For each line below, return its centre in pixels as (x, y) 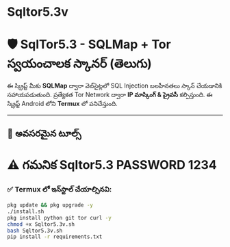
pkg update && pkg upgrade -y (50, 205)
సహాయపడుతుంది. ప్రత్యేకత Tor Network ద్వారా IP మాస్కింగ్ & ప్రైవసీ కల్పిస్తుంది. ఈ (110, 95)
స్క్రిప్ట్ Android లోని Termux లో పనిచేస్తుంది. (62, 104)
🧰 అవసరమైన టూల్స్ (44, 133)
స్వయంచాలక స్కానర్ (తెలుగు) (79, 64)
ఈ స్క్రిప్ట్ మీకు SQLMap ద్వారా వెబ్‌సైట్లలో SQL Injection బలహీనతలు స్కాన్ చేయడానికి (115, 86)
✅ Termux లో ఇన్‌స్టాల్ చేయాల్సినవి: (60, 189)
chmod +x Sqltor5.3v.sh (41, 224)
